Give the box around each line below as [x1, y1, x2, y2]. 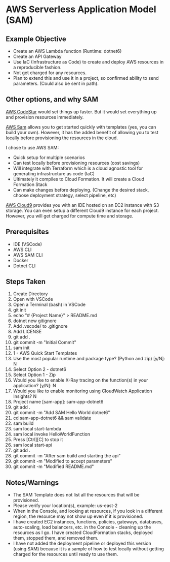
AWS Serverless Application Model [6, 4, 156, 15]
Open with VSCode [13, 296, 54, 302]
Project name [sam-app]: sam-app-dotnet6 [13, 399, 104, 405]
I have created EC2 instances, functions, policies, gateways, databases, [13, 519, 163, 525]
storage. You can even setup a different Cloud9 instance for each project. [6, 207, 159, 213]
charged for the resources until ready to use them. [13, 551, 118, 557]
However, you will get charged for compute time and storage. [6, 212, 134, 219]
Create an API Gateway [13, 53, 62, 59]
